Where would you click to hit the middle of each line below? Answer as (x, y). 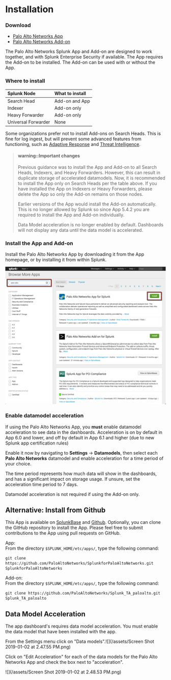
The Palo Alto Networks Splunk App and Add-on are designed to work (79, 51)
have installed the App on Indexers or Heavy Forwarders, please (85, 189)
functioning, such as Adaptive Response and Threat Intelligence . (73, 144)
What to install (70, 94)
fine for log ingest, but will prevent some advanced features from (73, 139)
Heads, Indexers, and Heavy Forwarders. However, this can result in (89, 172)
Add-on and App (72, 101)
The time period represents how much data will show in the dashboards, (81, 474)
